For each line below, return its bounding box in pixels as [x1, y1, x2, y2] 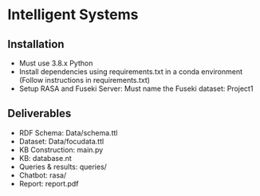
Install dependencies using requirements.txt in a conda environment [18, 67, 243, 76]
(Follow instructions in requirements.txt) [18, 76, 151, 84]
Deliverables [7, 107, 72, 120]
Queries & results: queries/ [18, 162, 107, 171]
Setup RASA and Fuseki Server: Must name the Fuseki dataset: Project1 [18, 84, 254, 93]
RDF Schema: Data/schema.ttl [18, 127, 118, 137]
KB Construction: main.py [18, 145, 104, 155]
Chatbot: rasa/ [18, 170, 67, 180]
